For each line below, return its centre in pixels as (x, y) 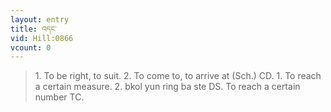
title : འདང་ (33, 29)
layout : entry (40, 19)
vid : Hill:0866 (42, 38)
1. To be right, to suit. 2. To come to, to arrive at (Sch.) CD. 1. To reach (178, 76)
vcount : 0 (31, 47)
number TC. (59, 97)
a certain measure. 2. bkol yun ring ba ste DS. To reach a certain (167, 87)
